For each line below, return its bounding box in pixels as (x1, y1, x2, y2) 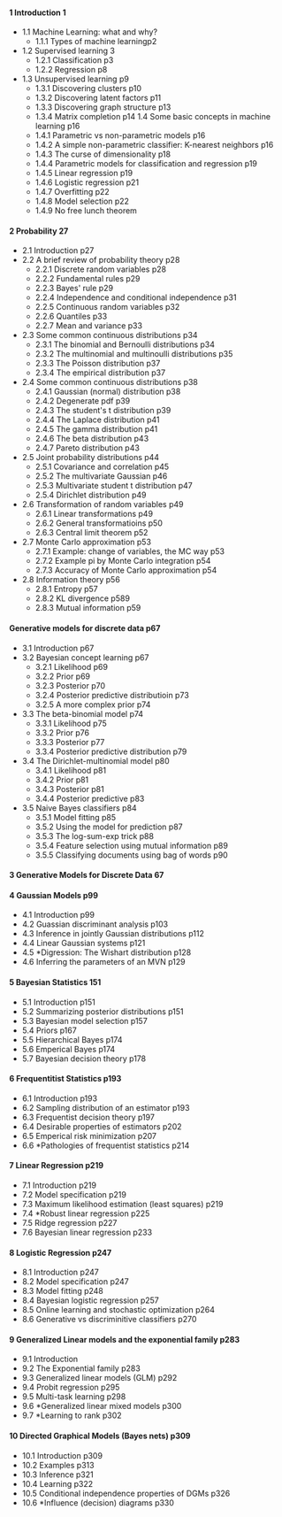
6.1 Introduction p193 (21, 1093, 98, 1104)
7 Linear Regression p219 (9, 1160, 104, 1171)
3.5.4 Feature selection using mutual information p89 (34, 840, 228, 851)
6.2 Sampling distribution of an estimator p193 (21, 1102, 190, 1113)
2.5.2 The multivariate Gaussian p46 (34, 471, 168, 481)
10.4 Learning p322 (21, 1478, 94, 1489)
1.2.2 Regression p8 (34, 65, 108, 75)
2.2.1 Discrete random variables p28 (34, 264, 166, 274)
